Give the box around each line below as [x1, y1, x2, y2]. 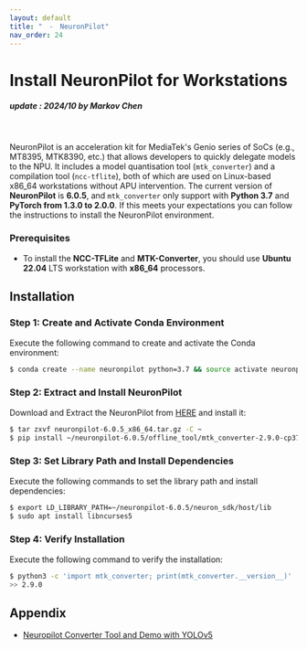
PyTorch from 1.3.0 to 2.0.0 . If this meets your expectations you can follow [9, 199, 292, 210]
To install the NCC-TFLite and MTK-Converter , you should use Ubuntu [22, 252, 291, 263]
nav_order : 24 [9, 30, 64, 39]
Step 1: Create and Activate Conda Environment [9, 316, 225, 329]
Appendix [9, 605, 67, 621]
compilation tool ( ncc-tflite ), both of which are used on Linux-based [9, 170, 271, 181]
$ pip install [9, 433, 64, 442]
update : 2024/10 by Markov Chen [9, 101, 143, 112]
